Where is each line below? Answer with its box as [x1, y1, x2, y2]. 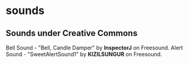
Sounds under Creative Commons [6, 28, 138, 38]
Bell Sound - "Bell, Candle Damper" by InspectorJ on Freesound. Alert [6, 44, 183, 51]
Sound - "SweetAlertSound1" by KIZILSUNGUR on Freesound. [6, 51, 163, 58]
